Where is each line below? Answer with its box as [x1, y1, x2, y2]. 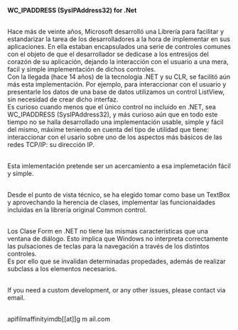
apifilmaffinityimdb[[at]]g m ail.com [7, 315, 111, 323]
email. [7, 294, 26, 302]
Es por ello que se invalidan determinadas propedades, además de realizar [7, 257, 226, 265]
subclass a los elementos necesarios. [7, 265, 117, 273]
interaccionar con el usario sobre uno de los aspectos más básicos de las [7, 133, 222, 141]
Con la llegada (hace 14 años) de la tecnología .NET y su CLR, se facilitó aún [7, 72, 231, 81]
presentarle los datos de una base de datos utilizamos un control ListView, [7, 88, 225, 96]
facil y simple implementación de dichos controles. [7, 65, 156, 73]
